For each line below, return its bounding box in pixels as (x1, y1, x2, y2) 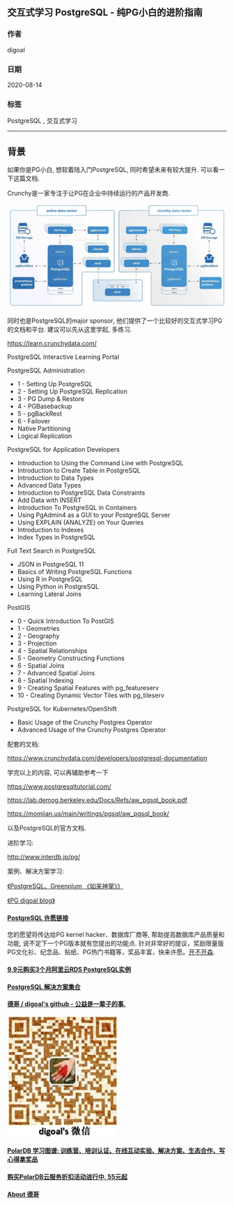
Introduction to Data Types (17, 474, 94, 482)
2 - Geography (17, 631, 60, 641)
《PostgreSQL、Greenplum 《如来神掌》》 (7, 882, 124, 891)
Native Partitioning (17, 425, 71, 433)
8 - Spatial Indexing (17, 676, 74, 685)
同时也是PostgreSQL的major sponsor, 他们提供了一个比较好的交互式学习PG (7, 316, 223, 325)
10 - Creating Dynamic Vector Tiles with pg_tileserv (17, 691, 165, 700)
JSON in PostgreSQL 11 (17, 560, 84, 569)
